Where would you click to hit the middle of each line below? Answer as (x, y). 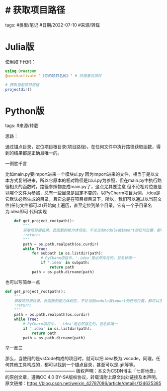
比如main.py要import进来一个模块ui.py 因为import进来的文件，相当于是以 (80, 174)
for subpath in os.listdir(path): (67, 254)
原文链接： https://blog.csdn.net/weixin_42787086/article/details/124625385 (83, 384)
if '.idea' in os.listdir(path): (58, 328)
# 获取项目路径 (35, 10)
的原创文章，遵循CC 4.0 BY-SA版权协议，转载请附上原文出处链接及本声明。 (83, 377)
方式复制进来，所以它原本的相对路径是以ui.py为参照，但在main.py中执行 (83, 180)
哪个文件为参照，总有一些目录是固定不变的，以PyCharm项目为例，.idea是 (85, 193)
